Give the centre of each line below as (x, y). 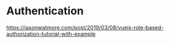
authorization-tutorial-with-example (51, 33)
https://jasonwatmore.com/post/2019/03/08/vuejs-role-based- (85, 27)
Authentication (45, 11)
